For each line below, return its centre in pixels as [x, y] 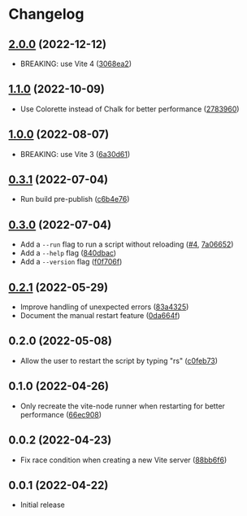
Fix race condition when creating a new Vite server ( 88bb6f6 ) [123, 460]
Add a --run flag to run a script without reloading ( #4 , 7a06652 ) [127, 244]
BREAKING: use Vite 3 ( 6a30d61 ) [75, 154]
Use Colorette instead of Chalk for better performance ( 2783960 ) [130, 109]
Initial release [42, 505]
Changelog [46, 14]
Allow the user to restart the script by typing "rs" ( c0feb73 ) [119, 361]
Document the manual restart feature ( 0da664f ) [100, 316]
